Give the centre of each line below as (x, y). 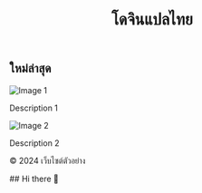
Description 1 (34, 108)
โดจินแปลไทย (152, 19)
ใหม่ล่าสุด (30, 68)
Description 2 (35, 143)
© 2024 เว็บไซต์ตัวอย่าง (48, 160)
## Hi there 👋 (34, 179)
